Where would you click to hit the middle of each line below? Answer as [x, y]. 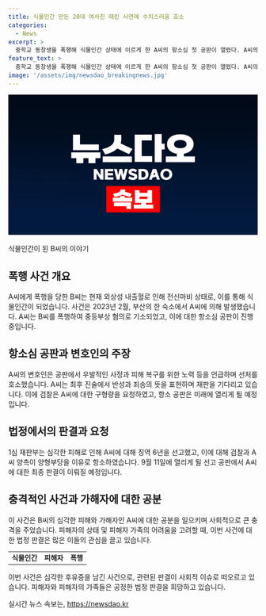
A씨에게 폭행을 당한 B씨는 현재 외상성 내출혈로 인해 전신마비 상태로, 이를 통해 [127, 297]
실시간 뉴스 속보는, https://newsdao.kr [68, 603]
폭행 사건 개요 [40, 276]
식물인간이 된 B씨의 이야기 [49, 249]
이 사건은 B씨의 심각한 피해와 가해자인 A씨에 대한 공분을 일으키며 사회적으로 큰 [129, 520]
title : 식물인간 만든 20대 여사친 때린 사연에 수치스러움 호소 [96, 17]
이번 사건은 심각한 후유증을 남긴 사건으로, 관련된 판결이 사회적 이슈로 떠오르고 [127, 577]
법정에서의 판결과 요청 [59, 432]
